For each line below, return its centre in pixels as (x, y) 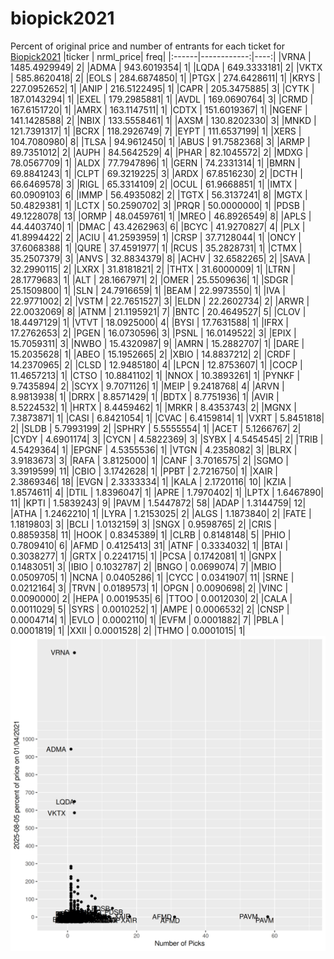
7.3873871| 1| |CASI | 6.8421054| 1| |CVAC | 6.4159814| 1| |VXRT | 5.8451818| (167, 418)
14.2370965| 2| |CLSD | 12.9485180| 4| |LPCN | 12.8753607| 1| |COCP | (156, 364)
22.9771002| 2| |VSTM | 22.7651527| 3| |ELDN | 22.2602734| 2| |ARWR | (160, 301)
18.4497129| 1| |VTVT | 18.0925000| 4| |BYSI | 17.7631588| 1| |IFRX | (150, 322)
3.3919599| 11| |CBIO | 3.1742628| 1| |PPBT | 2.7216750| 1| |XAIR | (144, 471)
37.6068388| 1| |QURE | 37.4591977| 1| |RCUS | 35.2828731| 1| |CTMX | (156, 248)
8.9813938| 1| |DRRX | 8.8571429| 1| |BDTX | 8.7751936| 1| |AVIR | (145, 396)
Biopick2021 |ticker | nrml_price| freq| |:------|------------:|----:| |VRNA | (161, 56)
